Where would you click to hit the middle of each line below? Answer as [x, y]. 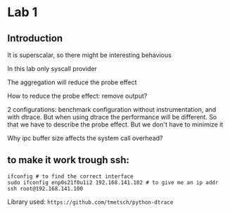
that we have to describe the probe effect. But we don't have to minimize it [115, 124]
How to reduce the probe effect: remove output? [77, 96]
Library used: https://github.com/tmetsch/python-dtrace [90, 202]
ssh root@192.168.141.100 [45, 188]
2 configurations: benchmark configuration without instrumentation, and [112, 109]
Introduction [35, 38]
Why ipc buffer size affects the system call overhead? [85, 138]
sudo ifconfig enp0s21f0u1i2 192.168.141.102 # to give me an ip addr [113, 182]
